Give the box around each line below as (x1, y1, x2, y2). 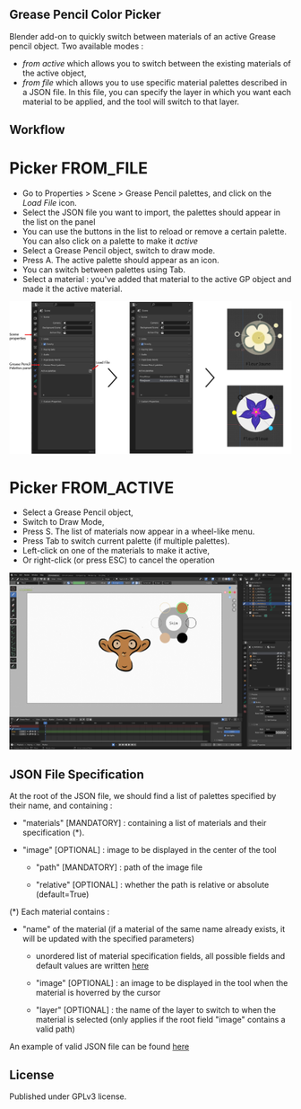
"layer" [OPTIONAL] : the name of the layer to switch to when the (35, 1005, 276, 1016)
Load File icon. (21, 198, 78, 208)
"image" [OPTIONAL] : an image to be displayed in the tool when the (35, 978, 288, 989)
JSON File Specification (9, 767, 145, 782)
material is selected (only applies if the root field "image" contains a (35, 1015, 286, 1025)
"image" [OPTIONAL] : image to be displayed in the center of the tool (21, 845, 278, 856)
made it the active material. (21, 283, 123, 295)
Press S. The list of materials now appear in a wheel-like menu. (21, 526, 255, 537)
